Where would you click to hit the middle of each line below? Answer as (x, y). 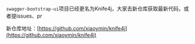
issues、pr (29, 16)
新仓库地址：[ (23, 28)
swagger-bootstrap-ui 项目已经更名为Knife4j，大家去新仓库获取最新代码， (95, 9)
